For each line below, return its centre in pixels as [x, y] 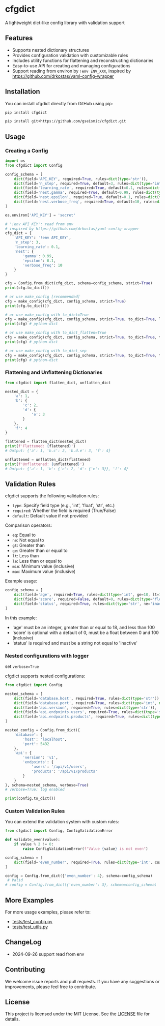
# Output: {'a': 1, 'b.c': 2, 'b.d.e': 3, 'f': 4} [58, 451]
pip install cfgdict [26, 112]
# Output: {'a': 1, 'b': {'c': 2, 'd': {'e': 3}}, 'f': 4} [67, 469]
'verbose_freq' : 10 [43, 265]
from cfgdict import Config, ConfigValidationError [59, 831]
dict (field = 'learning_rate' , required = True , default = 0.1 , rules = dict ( [88, 188]
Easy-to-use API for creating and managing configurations [71, 65]
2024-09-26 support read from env [48, 954]
